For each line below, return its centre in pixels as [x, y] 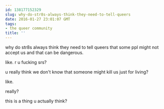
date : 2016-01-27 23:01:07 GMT [38, 19]
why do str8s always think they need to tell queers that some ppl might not [82, 47]
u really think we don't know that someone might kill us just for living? [77, 72]
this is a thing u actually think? [36, 101]
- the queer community [29, 28]
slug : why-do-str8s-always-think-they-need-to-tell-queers [68, 14]
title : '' [15, 33]
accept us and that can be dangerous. [44, 52]
